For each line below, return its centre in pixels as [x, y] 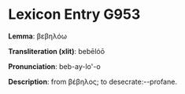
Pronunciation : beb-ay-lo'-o [54, 66]
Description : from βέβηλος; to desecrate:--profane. [92, 81]
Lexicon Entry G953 [74, 14]
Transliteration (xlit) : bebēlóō [56, 51]
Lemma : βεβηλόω [38, 36]
